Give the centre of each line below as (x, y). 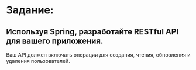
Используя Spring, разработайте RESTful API (92, 32)
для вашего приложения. (55, 41)
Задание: (30, 10)
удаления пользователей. (38, 61)
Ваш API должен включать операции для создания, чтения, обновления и (98, 55)
